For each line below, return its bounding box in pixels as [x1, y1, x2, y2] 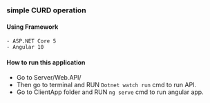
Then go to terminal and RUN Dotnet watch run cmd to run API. [16, 81, 197, 89]
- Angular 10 [6, 44, 44, 51]
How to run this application [6, 58, 86, 67]
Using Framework [6, 23, 59, 31]
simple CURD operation [6, 5, 87, 15]
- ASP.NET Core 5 [6, 38, 57, 45]
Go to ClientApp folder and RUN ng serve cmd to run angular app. [16, 88, 204, 96]
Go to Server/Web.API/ [16, 73, 82, 82]
